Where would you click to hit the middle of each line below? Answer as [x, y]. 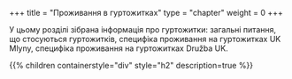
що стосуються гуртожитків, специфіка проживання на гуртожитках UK [145, 39]
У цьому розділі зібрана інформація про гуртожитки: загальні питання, [143, 29]
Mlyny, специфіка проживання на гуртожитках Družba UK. [119, 48]
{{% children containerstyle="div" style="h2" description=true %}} [131, 65]
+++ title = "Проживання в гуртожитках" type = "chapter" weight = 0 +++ [146, 13]
